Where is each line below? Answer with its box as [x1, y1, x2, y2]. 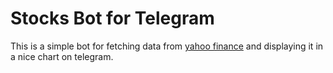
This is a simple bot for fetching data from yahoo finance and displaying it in [10, 40, 324, 52]
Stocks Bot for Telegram [10, 7, 215, 30]
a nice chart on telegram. [10, 50, 114, 62]
